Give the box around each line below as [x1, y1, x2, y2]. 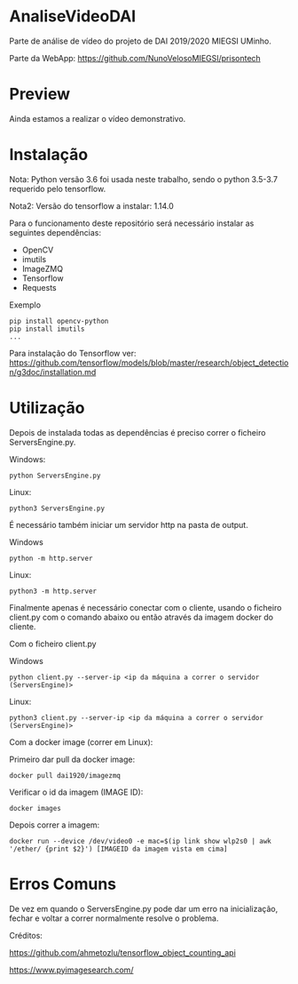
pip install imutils [9, 324, 86, 333]
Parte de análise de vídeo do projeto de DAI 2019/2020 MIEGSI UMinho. [9, 36, 272, 46]
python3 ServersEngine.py [9, 504, 105, 513]
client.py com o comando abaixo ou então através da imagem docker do [9, 612, 273, 622]
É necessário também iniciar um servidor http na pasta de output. [9, 519, 248, 530]
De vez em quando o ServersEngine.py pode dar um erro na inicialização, [9, 903, 278, 914]
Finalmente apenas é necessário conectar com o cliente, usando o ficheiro [9, 602, 282, 612]
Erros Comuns [9, 874, 117, 894]
